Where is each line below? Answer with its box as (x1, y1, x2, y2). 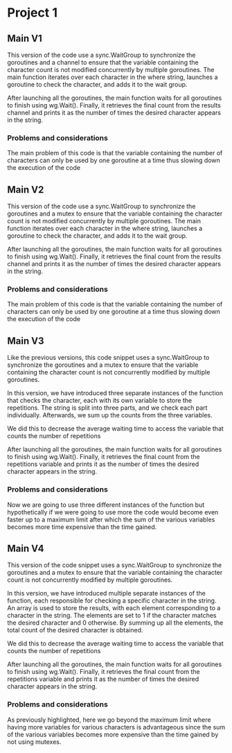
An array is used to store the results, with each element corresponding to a (7, 604, 221, 612)
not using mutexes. (7, 737, 62, 746)
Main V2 (7, 184, 44, 196)
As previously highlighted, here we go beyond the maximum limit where (7, 716, 211, 724)
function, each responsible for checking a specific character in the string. (7, 596, 217, 605)
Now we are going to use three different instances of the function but (7, 501, 205, 509)
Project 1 (7, 5, 57, 21)
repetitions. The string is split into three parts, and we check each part (7, 404, 208, 412)
